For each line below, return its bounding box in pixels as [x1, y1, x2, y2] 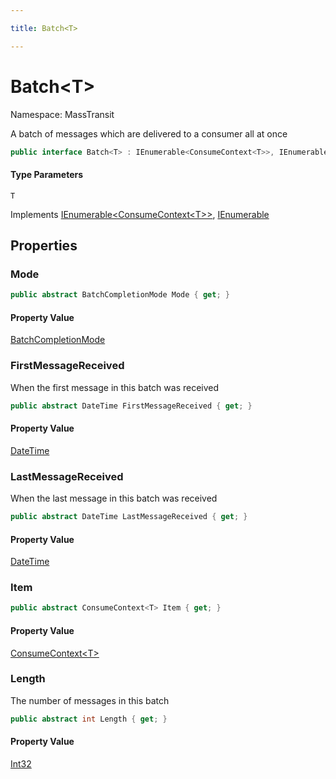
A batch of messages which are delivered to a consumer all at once [10, 127, 288, 140]
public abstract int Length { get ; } [10, 714, 168, 724]
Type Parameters [10, 169, 84, 181]
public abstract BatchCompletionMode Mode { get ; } [10, 290, 230, 300]
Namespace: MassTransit [10, 108, 115, 120]
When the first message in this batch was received [10, 381, 220, 393]
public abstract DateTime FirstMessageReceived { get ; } [10, 401, 253, 411]
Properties [10, 237, 78, 255]
